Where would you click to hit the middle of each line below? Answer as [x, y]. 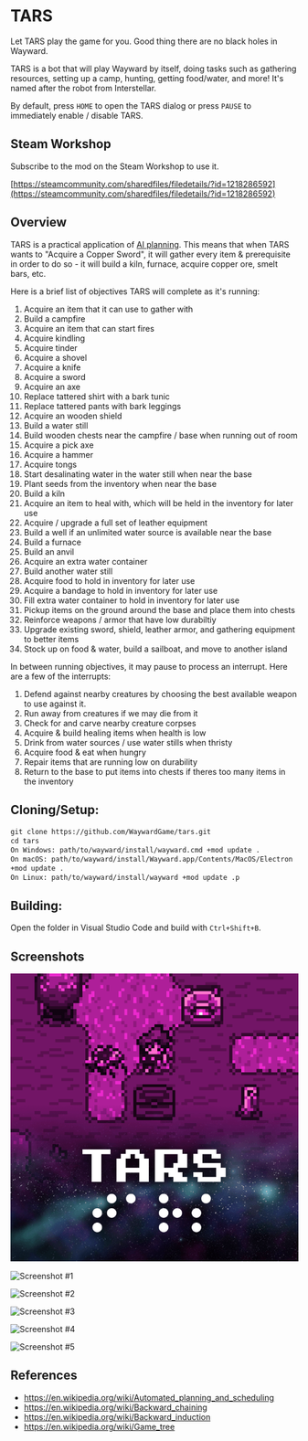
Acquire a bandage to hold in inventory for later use [121, 590]
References [44, 1376]
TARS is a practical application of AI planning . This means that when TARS [150, 244]
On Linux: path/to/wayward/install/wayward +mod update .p [125, 878]
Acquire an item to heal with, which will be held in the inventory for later [158, 503]
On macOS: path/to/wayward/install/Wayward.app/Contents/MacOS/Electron [152, 860]
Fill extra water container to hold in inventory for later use [132, 600]
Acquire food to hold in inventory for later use [109, 580]
